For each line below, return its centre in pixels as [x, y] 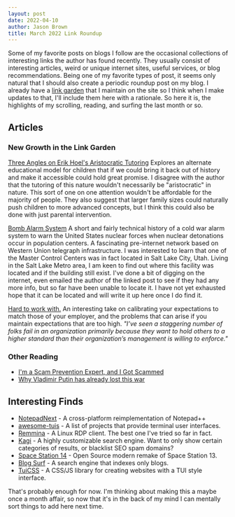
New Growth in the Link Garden [62, 147]
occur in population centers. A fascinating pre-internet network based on [113, 243]
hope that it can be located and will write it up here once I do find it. [105, 295]
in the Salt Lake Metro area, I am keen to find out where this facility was [111, 265]
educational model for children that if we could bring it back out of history [114, 170]
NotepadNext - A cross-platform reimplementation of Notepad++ [112, 418]
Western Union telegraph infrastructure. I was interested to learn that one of [117, 250]
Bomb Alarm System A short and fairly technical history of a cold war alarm [116, 228]
